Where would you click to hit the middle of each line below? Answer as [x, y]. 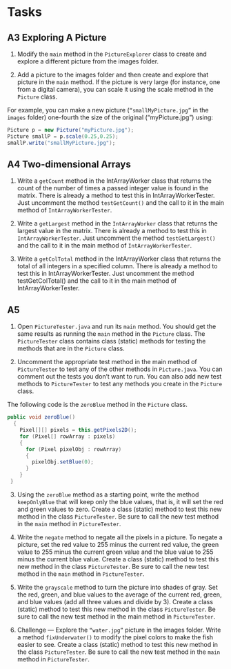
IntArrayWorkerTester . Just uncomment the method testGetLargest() [116, 238]
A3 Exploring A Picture [57, 38]
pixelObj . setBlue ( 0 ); [63, 462]
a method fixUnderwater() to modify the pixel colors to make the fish [115, 637]
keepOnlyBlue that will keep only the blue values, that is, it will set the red [120, 501]
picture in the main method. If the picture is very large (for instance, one [119, 82]
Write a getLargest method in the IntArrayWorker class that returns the [118, 223]
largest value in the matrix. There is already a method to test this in [112, 231]
